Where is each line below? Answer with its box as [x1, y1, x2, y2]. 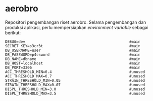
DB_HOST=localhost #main [5, 61, 141, 66]
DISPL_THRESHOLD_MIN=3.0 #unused [5, 87, 145, 92]
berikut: [5, 30, 21, 35]
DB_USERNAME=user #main [5, 48, 141, 53]
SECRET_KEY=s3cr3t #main [5, 43, 141, 48]
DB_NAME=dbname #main [5, 56, 141, 62]
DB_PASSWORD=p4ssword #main [5, 52, 141, 57]
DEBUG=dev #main [5, 39, 141, 44]
